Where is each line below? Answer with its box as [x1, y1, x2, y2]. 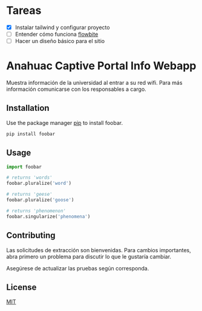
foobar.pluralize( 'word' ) [6, 180, 71, 187]
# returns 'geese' [6, 192, 53, 198]
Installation [6, 103, 50, 113]
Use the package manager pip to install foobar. [6, 119, 123, 126]
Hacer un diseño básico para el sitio [15, 38, 105, 45]
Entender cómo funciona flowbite [15, 31, 99, 38]
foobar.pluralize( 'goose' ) [6, 197, 74, 203]
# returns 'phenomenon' [6, 207, 67, 214]
